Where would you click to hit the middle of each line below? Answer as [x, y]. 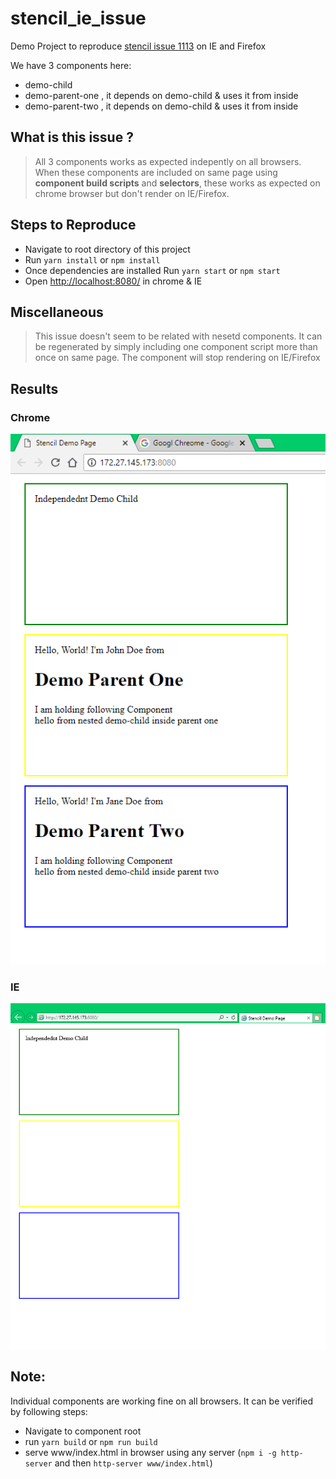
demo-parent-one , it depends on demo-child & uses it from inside [161, 95]
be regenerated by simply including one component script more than [176, 347]
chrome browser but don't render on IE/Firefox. [132, 193]
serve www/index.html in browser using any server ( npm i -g [150, 1452]
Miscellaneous [57, 312]
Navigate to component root [83, 1431]
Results [34, 388]
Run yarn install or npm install [92, 259]
